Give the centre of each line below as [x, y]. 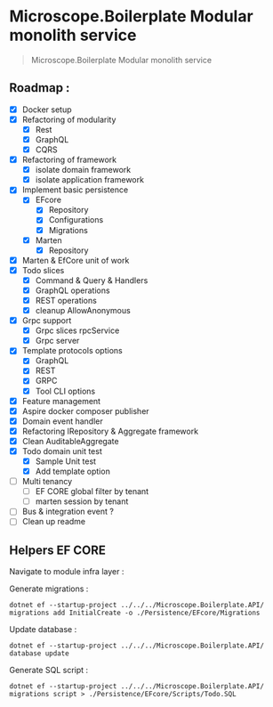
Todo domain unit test [62, 451]
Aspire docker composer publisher [85, 410]
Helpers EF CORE [58, 550]
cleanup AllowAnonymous [83, 310]
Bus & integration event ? [68, 512]
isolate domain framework [83, 170]
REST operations [66, 300]
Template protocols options [72, 351]
